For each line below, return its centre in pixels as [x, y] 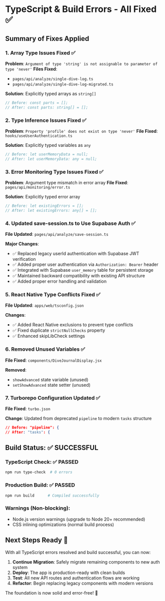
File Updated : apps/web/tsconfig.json [44, 305]
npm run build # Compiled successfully [52, 496]
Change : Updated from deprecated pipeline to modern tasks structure [78, 418]
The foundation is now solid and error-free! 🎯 [52, 593]
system [20, 567]
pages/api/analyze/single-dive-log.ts [53, 79]
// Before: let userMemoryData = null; [47, 154]
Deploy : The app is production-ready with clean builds [69, 573]
